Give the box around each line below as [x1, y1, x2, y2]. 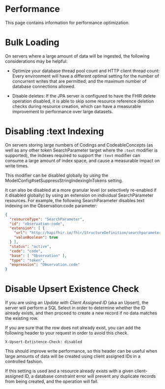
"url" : [14, 231, 27, 235]
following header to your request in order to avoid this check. [5, 330, 129, 336]
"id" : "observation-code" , [9, 221, 65, 226]
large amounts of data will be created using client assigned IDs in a [5, 353, 141, 359]
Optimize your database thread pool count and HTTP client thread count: [12, 68, 160, 74]
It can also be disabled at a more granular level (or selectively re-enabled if [5, 187, 157, 193]
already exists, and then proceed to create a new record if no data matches [5, 310, 158, 316]
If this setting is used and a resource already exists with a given [5, 368, 134, 374]
